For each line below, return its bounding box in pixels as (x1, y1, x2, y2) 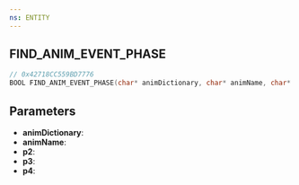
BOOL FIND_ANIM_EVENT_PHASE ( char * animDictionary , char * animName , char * (9, 78, 292, 88)
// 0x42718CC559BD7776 (9, 70, 94, 79)
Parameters (9, 103, 76, 119)
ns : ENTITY (9, 13, 50, 22)
